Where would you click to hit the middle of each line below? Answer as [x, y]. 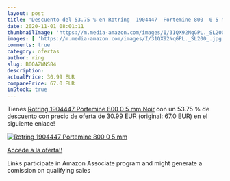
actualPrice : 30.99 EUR [41, 77]
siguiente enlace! [31, 124]
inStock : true [27, 89]
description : [26, 70]
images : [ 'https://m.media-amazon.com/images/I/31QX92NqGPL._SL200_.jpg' [116, 39]
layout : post [26, 13]
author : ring [26, 58]
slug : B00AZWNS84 [32, 64]
